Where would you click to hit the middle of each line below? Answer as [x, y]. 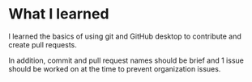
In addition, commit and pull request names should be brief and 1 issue [126, 60]
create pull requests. [43, 44]
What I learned [59, 14]
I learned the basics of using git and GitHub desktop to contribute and [125, 36]
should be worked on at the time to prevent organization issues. [115, 68]
